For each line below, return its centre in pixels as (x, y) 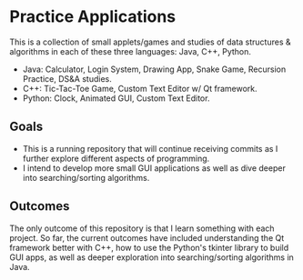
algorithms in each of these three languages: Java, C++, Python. (131, 51)
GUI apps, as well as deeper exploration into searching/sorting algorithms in (151, 257)
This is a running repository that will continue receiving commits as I (150, 148)
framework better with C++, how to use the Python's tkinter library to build (149, 247)
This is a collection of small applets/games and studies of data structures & (150, 42)
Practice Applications (93, 17)
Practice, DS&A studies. (67, 78)
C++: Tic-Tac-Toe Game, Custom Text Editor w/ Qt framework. (140, 88)
